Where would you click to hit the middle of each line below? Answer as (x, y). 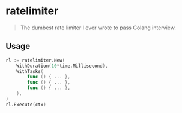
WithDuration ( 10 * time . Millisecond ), (62, 66)
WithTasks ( (30, 71)
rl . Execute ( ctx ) (26, 105)
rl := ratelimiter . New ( (35, 60)
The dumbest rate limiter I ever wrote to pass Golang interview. (98, 28)
